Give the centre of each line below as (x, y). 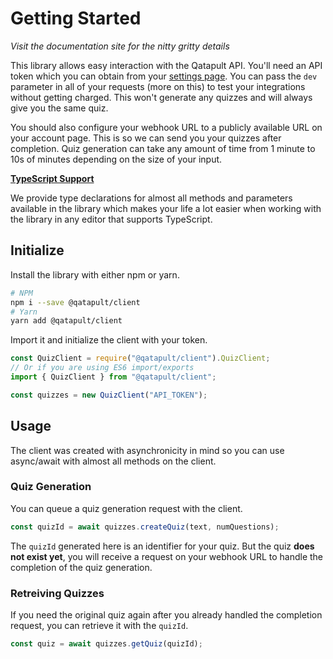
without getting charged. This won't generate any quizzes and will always (161, 97)
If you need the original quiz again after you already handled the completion (166, 615)
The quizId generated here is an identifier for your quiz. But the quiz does (162, 546)
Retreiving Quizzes (57, 593)
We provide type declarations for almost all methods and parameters (151, 198)
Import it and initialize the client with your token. (109, 340)
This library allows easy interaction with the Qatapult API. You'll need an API (166, 65)
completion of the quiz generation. (81, 567)
